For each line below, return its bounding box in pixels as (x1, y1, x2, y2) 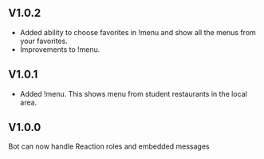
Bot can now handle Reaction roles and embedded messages (8, 141, 210, 151)
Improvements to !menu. (19, 44, 100, 54)
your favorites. (19, 36, 68, 46)
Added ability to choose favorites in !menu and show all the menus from (19, 27, 257, 37)
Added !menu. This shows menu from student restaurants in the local (19, 89, 247, 98)
